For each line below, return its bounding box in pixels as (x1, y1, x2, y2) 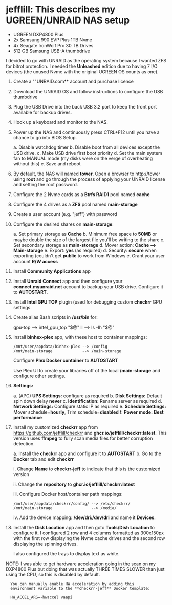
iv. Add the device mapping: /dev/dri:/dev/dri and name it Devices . (13, 514, 156, 521)
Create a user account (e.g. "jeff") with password (13, 211, 117, 217)
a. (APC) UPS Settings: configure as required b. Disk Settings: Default (13, 393, 163, 399)
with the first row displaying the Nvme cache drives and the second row (13, 535, 165, 541)
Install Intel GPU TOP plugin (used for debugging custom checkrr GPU (13, 298, 163, 305)
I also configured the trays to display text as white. (13, 550, 120, 556)
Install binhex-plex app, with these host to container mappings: (13, 334, 147, 340)
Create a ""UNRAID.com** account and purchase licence (13, 78, 134, 84)
